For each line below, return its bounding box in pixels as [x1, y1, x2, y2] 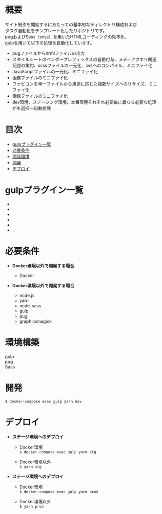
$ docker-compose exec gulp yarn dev [5, 399, 82, 404]
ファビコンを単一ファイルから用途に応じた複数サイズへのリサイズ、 [12, 81, 149, 86]
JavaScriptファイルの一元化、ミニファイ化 [12, 68, 99, 74]
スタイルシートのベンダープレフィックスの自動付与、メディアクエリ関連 [12, 56, 157, 62]
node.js [19, 292, 35, 298]
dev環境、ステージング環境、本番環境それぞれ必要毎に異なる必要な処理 [12, 99, 157, 105]
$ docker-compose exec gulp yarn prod [19, 489, 99, 494]
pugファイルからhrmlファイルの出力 [12, 50, 85, 56]
